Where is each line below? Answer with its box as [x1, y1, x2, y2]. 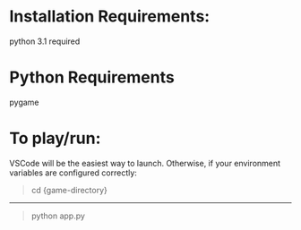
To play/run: [9, 128, 101, 149]
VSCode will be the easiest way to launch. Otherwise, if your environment [9, 158, 280, 168]
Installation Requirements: [9, 6, 211, 27]
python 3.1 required [9, 36, 81, 47]
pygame [9, 97, 39, 107]
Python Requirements [9, 67, 175, 88]
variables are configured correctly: [9, 167, 137, 178]
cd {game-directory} [30, 184, 107, 195]
